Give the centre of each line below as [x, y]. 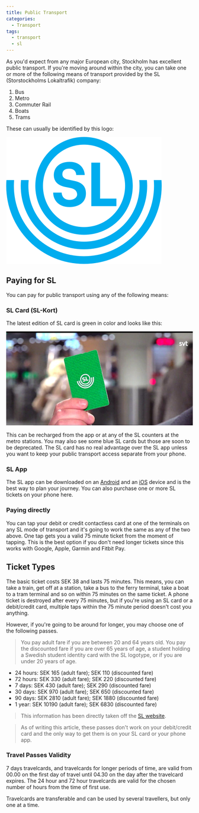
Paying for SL [31, 281]
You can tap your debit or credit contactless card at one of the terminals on [98, 523]
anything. [18, 613]
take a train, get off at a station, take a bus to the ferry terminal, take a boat [98, 587]
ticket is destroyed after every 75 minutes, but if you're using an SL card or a [99, 600]
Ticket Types [31, 567]
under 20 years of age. [49, 661]
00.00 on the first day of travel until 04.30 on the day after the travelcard [95, 774]
